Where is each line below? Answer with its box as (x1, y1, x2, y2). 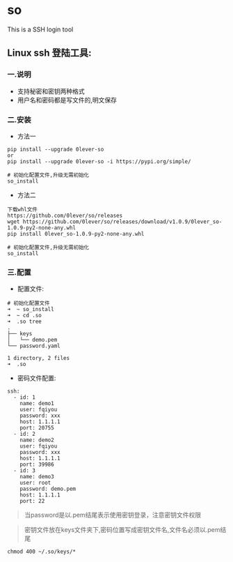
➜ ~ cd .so (7, 312, 42, 319)
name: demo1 (19, 400, 54, 407)
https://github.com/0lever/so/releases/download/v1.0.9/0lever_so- (22, 218, 223, 225)
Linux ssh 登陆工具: (7, 47, 92, 59)
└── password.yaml (7, 342, 61, 350)
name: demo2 (19, 436, 54, 444)
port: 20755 (19, 425, 54, 432)
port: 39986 (19, 461, 54, 469)
